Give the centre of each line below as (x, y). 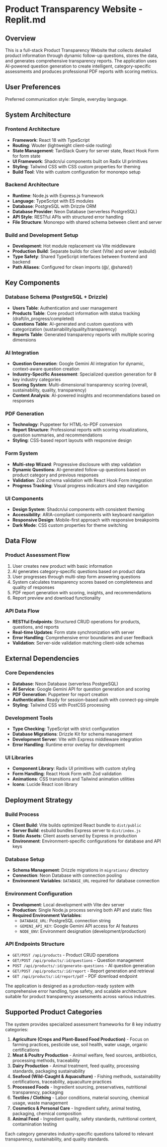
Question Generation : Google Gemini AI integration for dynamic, (79, 364)
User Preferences (33, 87)
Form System (22, 453)
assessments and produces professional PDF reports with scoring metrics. (82, 71)
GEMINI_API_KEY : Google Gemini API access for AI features (79, 926)
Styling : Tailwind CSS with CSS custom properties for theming (76, 166)
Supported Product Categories (54, 1012)
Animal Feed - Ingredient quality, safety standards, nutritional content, (84, 1119)
